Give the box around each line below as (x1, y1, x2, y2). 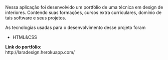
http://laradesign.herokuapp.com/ (5, 49, 75, 55)
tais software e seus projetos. (5, 15, 67, 20)
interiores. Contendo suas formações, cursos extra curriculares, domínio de (5, 9, 162, 15)
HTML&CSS (12, 34, 38, 40)
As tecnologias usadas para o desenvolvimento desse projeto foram (5, 24, 146, 30)
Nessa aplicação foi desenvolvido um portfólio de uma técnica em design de (5, 4, 163, 10)
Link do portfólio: (5, 44, 42, 49)
